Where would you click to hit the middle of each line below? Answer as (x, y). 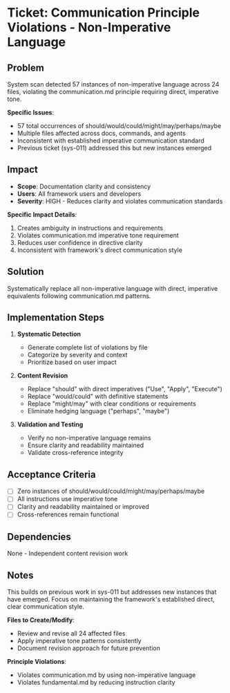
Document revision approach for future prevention (88, 648)
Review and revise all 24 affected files (71, 633)
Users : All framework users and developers (79, 193)
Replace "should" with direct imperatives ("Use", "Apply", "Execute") (125, 389)
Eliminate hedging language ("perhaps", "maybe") (98, 411)
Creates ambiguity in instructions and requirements (90, 228)
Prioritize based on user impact (72, 362)
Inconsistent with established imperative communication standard (111, 141)
